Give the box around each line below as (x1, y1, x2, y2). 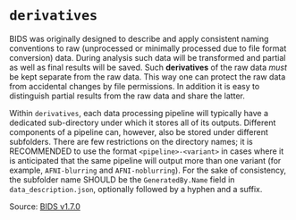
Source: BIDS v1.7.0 (9, 200, 80, 212)
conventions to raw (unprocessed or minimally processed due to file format (9, 43, 287, 54)
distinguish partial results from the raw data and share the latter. (9, 90, 246, 101)
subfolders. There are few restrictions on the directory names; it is (9, 136, 253, 147)
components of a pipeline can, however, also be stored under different (9, 126, 268, 137)
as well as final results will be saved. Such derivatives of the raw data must (9, 62, 288, 72)
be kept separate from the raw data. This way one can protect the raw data (9, 71, 286, 82)
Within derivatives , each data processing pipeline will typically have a (9, 107, 269, 118)
